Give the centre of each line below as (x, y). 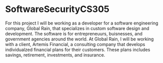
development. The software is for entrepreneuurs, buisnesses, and (74, 33)
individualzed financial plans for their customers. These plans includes (78, 49)
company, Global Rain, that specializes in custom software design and (77, 28)
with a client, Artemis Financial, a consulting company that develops (75, 44)
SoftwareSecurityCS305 (57, 9)
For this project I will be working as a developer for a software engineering (82, 23)
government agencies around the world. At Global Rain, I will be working (79, 39)
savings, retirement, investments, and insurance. (55, 55)
